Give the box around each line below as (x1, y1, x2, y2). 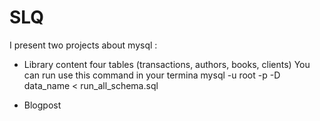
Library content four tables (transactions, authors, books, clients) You (23, 58, 311, 70)
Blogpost (23, 99, 62, 111)
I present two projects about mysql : (9, 39, 158, 51)
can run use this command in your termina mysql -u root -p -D (23, 69, 281, 81)
